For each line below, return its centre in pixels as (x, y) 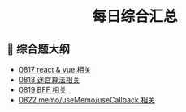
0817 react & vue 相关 (55, 70)
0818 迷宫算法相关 (49, 80)
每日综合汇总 (134, 17)
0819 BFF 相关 (43, 90)
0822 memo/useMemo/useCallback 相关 (87, 100)
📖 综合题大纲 (38, 49)
